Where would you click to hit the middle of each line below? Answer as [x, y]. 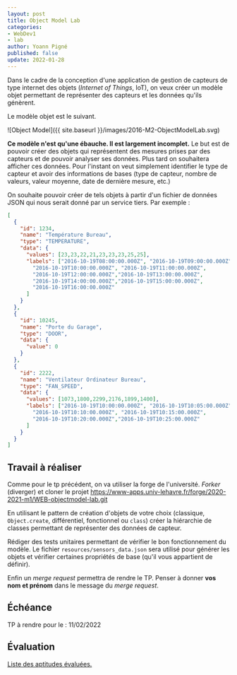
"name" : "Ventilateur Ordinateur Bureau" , [83, 380]
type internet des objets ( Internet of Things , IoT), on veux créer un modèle [115, 87]
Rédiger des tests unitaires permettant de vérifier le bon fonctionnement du [117, 542]
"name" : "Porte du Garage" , [61, 327]
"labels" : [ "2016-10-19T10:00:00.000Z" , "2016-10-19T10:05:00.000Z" [129, 406]
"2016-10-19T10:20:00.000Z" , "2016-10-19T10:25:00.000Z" [116, 419]
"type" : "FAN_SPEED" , [51, 386]
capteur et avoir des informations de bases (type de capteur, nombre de [112, 173]
